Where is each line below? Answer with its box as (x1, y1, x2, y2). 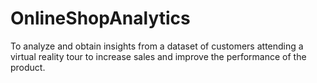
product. (10, 61, 46, 73)
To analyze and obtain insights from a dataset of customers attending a (10, 40, 304, 52)
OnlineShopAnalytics (10, 7, 191, 30)
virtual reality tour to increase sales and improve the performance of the (10, 50, 307, 62)
